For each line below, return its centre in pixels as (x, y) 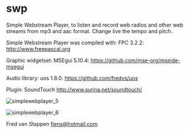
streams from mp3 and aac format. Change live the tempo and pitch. (89, 31)
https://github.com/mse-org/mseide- (136, 60)
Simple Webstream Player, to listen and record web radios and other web (95, 25)
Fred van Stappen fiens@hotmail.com (52, 124)
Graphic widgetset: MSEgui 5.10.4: (48, 60)
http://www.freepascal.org (38, 48)
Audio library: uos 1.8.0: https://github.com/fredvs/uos (72, 78)
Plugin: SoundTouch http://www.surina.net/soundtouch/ (74, 89)
